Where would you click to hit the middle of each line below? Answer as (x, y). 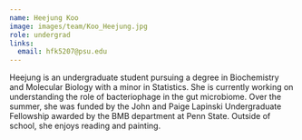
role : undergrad (40, 35)
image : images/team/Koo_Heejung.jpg (78, 26)
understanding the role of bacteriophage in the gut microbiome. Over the (146, 97)
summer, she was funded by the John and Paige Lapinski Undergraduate (146, 106)
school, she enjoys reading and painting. (85, 126)
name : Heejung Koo (44, 18)
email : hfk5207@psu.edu (62, 52)
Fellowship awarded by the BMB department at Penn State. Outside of (140, 116)
